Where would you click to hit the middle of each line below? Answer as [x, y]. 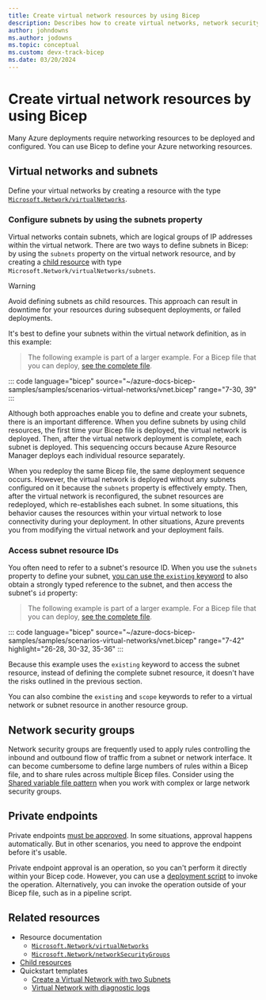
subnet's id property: [43, 593]
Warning [22, 286]
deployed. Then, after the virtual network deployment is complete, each [125, 438]
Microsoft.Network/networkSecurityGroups [101, 954]
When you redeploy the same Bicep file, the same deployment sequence [127, 471]
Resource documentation [61, 937]
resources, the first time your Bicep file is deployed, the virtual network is [127, 430]
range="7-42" [221, 640]
